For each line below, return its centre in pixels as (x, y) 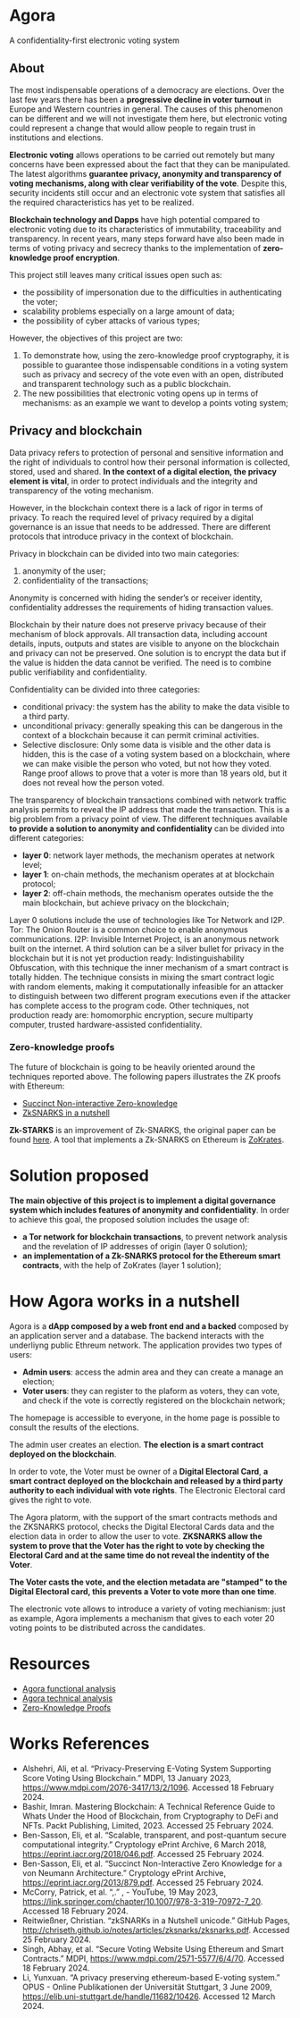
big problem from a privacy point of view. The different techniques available (149, 819)
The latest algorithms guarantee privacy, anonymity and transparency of (146, 173)
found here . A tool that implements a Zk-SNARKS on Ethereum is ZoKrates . (147, 1139)
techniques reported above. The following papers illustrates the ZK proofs (145, 1076)
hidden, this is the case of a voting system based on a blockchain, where (156, 754)
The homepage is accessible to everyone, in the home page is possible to (145, 1417)
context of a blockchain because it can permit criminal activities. (141, 735)
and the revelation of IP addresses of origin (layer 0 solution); (135, 1246)
